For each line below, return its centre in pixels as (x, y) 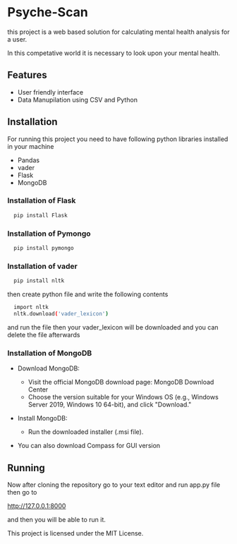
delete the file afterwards (44, 334)
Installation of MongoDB (50, 353)
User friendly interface (50, 92)
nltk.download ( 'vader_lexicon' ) (61, 314)
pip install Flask (41, 215)
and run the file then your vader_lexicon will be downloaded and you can (113, 327)
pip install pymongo (44, 248)
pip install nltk (39, 281)
